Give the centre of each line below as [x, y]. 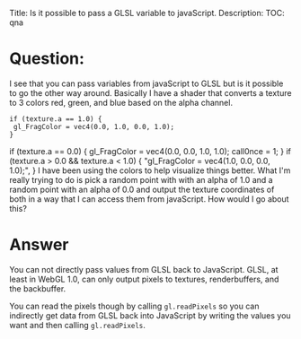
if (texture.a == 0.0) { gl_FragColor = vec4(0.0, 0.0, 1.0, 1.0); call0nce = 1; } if [150, 151]
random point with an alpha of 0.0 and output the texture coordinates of [142, 189]
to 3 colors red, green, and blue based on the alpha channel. [121, 102]
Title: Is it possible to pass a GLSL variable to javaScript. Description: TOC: [147, 13]
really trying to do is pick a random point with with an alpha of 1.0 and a [141, 179]
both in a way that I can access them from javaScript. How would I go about [149, 199]
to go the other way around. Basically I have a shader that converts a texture [150, 92]
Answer [39, 245]
